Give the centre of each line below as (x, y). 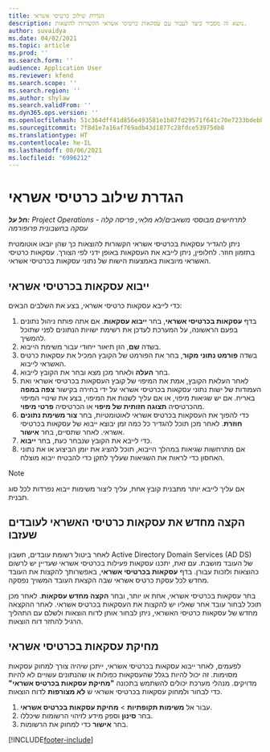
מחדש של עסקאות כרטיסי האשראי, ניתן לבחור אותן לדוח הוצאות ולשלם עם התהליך (133, 612)
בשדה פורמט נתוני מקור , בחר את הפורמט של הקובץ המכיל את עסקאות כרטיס (139, 355)
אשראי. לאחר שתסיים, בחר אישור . (72, 432)
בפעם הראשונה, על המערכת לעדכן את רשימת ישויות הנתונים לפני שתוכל (129, 329)
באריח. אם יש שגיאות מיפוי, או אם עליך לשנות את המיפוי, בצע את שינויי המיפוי (137, 398)
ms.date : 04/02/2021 (43, 38)
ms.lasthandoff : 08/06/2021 (55, 150)
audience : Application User (55, 68)
